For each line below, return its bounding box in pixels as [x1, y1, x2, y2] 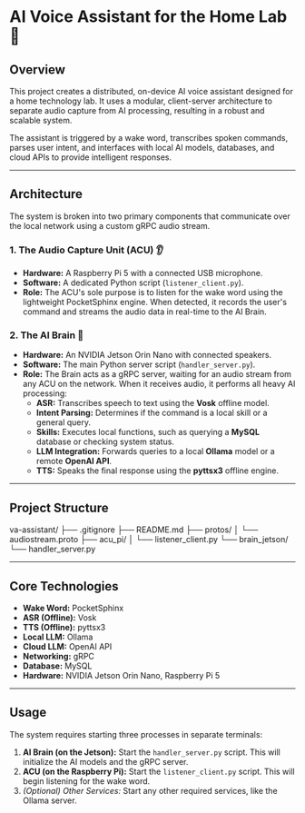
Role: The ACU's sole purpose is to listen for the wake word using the [22, 287, 283, 298]
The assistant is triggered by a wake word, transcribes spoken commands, [9, 133, 289, 143]
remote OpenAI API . [35, 456, 112, 467]
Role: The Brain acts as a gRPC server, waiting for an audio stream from [22, 369, 292, 380]
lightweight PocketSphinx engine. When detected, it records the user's [22, 297, 288, 308]
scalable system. [9, 115, 73, 125]
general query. [35, 417, 92, 428]
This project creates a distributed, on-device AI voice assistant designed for [9, 86, 293, 96]
